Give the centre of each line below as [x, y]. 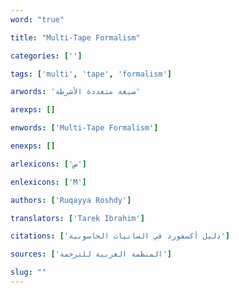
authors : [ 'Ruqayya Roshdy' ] [71, 200]
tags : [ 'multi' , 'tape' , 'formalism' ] [91, 74]
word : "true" [37, 19]
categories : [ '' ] [46, 56]
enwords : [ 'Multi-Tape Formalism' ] [84, 128]
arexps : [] [33, 110]
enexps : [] [33, 146]
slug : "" [28, 272]
